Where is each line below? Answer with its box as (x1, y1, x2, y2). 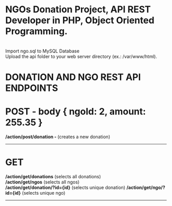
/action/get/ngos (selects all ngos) (5, 179, 80, 185)
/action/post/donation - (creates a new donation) (5, 134, 111, 140)
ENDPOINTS (5, 82, 58, 94)
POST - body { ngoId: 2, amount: (5, 106, 146, 118)
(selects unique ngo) (22, 190, 66, 196)
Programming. (5, 26, 68, 37)
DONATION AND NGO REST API (5, 71, 141, 83)
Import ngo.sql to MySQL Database (5, 48, 80, 54)
